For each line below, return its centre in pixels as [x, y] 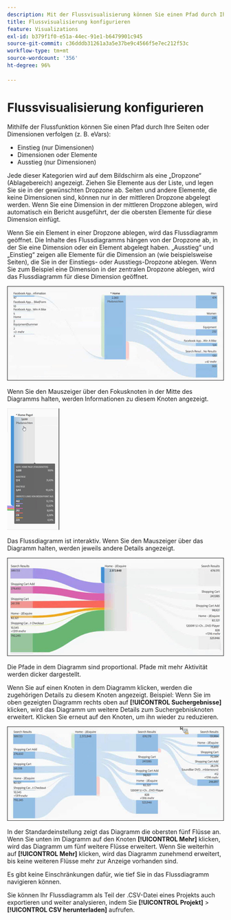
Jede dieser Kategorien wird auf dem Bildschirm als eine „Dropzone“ [104, 175]
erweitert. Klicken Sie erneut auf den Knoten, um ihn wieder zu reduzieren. [113, 717]
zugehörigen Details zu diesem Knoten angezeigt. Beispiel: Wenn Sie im [109, 695]
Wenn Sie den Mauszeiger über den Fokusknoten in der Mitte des [100, 392]
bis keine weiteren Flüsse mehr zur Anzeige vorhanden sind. [93, 861]
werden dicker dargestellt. [44, 674]
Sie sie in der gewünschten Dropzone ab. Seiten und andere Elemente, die [112, 190]
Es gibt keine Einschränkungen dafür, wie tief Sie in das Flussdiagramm [108, 875]
